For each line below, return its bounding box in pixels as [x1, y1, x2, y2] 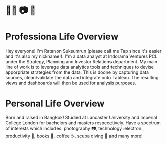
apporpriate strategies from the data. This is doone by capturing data [5, 69, 149, 75]
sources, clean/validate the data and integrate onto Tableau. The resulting [5, 75, 159, 81]
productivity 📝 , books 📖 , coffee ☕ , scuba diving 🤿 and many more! [5, 133, 143, 139]
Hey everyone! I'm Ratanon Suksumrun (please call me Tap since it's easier [5, 48, 162, 54]
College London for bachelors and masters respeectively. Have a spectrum [5, 120, 161, 126]
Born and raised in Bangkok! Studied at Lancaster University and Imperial [5, 115, 157, 121]
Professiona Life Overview [5, 31, 119, 42]
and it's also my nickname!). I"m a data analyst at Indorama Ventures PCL [5, 53, 158, 59]
